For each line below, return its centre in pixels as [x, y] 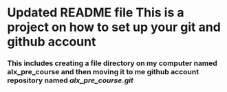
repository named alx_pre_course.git [71, 80]
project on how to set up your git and [114, 27]
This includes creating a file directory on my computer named [112, 63]
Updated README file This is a [96, 13]
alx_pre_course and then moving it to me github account [103, 72]
